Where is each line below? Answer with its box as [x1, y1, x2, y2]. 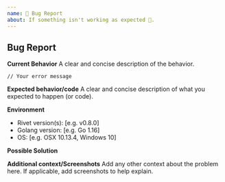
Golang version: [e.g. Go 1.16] [16, 126, 100, 134]
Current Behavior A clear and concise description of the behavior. [7, 60, 195, 68]
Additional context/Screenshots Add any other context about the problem [7, 160, 219, 168]
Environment [7, 105, 45, 114]
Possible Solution [7, 146, 58, 155]
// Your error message [7, 73, 72, 80]
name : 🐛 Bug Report [7, 10, 63, 17]
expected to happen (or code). [7, 92, 94, 101]
